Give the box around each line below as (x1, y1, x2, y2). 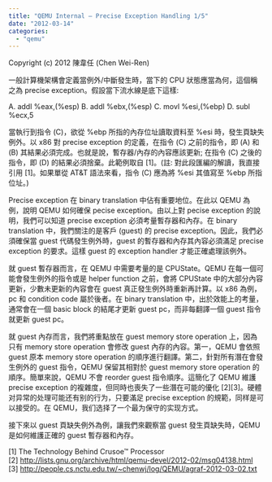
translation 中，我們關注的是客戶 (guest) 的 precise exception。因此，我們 (8, 226, 257, 236)
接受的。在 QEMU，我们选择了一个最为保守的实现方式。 (15, 403, 203, 413)
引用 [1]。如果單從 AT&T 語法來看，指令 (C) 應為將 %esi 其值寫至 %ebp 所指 (8, 168, 262, 177)
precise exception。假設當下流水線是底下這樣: (24, 85, 179, 95)
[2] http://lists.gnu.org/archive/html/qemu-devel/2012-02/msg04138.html (8, 455, 253, 465)
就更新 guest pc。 (8, 314, 69, 324)
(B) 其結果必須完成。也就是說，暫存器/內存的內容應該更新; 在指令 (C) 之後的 (8, 147, 262, 157)
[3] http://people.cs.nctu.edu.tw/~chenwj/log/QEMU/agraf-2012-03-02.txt (8, 464, 257, 474)
